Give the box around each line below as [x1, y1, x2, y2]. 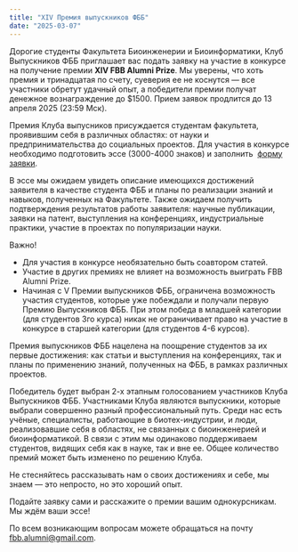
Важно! [9, 239, 37, 250]
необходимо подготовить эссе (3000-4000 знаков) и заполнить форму [9, 148, 283, 158]
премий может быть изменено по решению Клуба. [9, 451, 203, 463]
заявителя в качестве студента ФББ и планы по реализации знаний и [9, 184, 274, 195]
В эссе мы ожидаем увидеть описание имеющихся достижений [9, 175, 254, 185]
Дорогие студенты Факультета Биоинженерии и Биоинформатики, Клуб [9, 45, 284, 56]
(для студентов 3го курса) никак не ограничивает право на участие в [21, 313, 288, 324]
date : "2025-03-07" [9, 21, 82, 30]
